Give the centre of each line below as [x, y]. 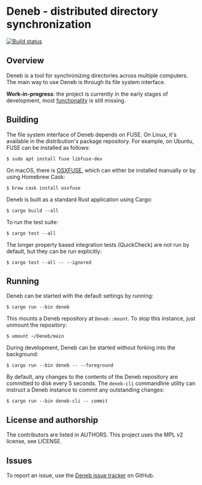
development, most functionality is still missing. [66, 100]
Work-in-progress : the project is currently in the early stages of [87, 94]
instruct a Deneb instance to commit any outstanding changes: [85, 390]
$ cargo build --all [33, 211]
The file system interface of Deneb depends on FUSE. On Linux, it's [92, 134]
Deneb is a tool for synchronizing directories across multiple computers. [97, 76]
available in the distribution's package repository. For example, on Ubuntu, [100, 141]
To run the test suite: [32, 222]
